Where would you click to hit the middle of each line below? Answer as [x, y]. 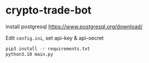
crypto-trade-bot [49, 10]
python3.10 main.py [29, 54]
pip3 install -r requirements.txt [48, 49]
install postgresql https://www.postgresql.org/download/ [74, 26]
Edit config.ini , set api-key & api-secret [55, 38]
